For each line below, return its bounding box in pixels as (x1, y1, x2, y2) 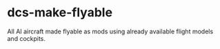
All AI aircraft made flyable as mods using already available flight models (7, 27, 214, 35)
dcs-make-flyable (7, 5, 112, 20)
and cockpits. (7, 34, 46, 42)
